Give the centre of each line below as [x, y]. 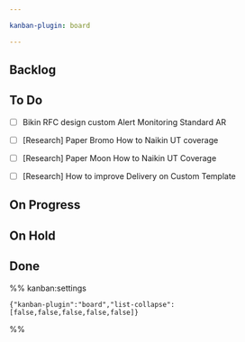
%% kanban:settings [48, 288]
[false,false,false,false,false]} [74, 312]
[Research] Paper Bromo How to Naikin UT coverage [120, 139]
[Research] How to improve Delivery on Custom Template [129, 176]
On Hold [32, 235]
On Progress [45, 205]
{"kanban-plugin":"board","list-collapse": [92, 304]
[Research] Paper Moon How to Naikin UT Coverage [119, 157]
